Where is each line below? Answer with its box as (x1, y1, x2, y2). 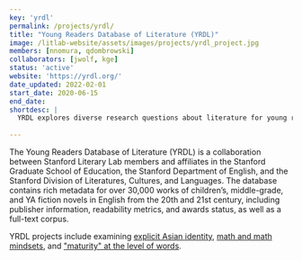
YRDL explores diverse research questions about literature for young (17, 113, 288, 122)
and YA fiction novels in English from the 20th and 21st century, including (9, 194, 280, 205)
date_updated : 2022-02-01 (9, 80, 106, 89)
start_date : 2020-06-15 (9, 88, 99, 97)
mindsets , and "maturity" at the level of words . (9, 240, 182, 251)
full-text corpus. (9, 213, 69, 224)
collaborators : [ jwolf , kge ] (9, 55, 119, 64)
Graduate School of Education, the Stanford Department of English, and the (9, 166, 289, 176)
